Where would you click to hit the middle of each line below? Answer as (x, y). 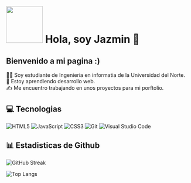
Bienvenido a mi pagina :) (53, 61)
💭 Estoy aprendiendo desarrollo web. (51, 81)
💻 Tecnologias (34, 109)
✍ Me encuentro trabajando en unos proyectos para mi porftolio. (85, 88)
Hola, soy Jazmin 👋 (92, 40)
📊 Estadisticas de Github (53, 146)
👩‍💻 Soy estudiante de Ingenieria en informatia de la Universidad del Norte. (96, 75)
